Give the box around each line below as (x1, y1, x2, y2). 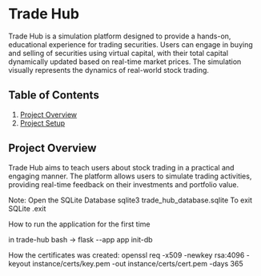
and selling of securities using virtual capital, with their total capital (8, 48, 229, 58)
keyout (8, 258, 31, 268)
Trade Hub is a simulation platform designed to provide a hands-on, (8, 31, 231, 41)
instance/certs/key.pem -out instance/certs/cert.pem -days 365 (32, 258, 243, 268)
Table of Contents (8, 89, 100, 102)
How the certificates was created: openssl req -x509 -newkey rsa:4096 (8, 250, 245, 260)
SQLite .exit (8, 203, 46, 213)
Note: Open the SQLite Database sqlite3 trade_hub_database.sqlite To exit (8, 195, 253, 205)
